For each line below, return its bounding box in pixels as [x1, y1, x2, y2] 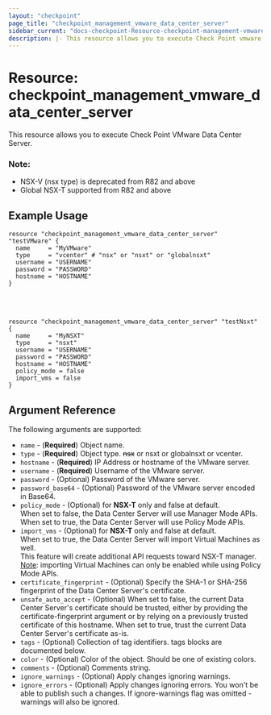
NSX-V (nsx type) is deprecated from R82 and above [19, 177, 196, 186]
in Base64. [19, 492, 56, 501]
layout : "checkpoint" [8, 11, 81, 20]
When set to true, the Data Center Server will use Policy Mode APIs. [19, 518, 246, 527]
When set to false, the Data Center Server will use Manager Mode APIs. [19, 509, 258, 518]
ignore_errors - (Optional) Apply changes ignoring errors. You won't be [19, 680, 259, 690]
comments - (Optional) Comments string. [19, 663, 151, 673]
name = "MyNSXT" [15, 332, 85, 340]
